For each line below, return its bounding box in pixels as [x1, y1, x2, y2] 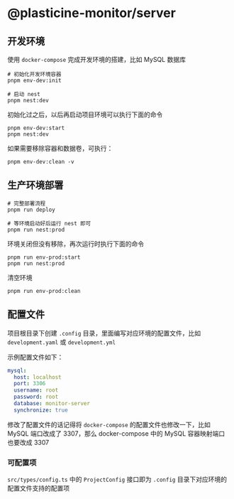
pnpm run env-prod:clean [7, 287, 81, 294]
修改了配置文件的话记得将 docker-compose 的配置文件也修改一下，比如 [7, 420, 211, 429]
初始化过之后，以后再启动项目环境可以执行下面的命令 [7, 110, 163, 119]
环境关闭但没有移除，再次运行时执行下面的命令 [7, 240, 144, 248]
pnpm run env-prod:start [7, 254, 81, 261]
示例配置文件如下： [7, 353, 64, 361]
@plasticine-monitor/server [7, 5, 176, 21]
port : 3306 [13, 380, 46, 387]
